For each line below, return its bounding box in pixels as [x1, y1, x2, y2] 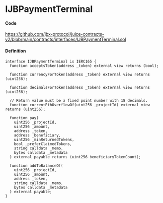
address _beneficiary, [14, 133, 61, 137]
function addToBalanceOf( [9, 163, 64, 168]
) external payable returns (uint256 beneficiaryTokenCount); [9, 154, 141, 159]
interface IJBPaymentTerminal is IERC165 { [5, 59, 97, 64]
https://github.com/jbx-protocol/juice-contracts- [5, 31, 104, 37]
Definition [5, 48, 26, 54]
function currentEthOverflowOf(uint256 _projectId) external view [9, 102, 150, 107]
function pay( [9, 115, 39, 120]
